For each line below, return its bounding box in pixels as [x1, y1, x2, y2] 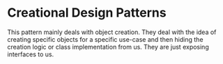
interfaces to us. [7, 50, 54, 58]
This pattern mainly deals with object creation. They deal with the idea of [7, 28, 217, 36]
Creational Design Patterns [7, 5, 167, 21]
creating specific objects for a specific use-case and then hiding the [7, 35, 203, 43]
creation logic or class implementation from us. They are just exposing [7, 42, 209, 51]
